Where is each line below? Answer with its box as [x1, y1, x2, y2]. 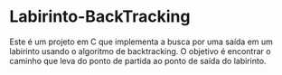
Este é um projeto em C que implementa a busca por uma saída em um [9, 36, 274, 47]
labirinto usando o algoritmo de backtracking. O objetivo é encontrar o [9, 45, 271, 56]
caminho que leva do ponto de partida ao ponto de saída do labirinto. [9, 55, 267, 66]
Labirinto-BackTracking [9, 6, 191, 27]
